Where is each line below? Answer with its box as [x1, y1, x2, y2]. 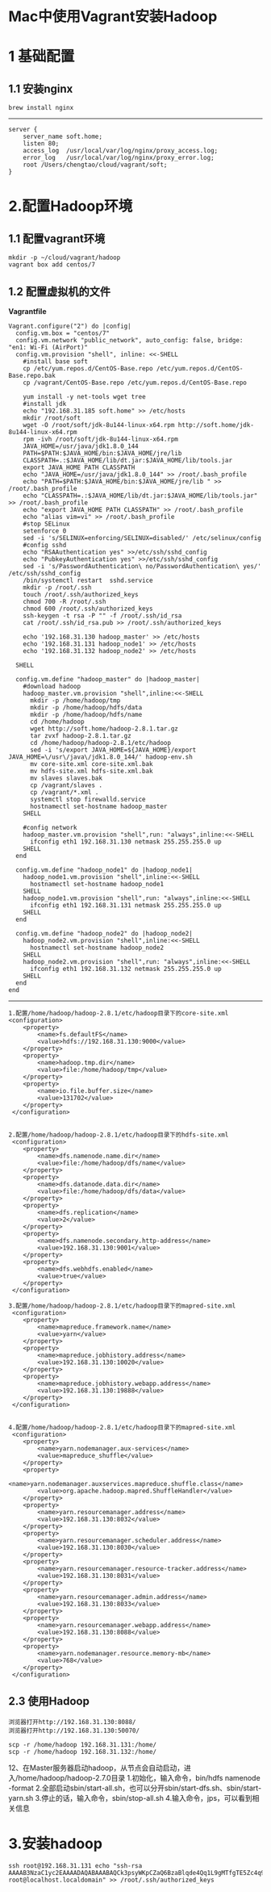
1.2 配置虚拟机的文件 [8, 284, 111, 299]
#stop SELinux [23, 520, 70, 528]
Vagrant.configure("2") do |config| [8, 322, 131, 330]
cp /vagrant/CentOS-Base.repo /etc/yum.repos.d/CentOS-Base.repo [23, 379, 248, 387]
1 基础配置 [8, 48, 75, 65]
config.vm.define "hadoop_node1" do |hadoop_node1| [15, 866, 194, 874]
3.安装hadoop [8, 1835, 103, 1852]
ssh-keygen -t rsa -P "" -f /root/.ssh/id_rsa [23, 612, 182, 620]
